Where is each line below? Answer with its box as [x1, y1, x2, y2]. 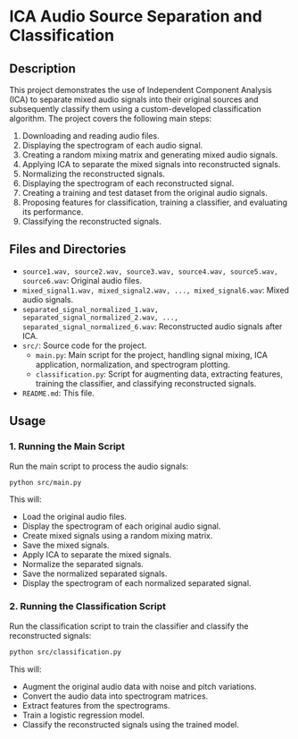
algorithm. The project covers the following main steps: [9, 114, 212, 123]
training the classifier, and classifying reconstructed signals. [35, 378, 257, 388]
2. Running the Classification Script [9, 600, 167, 613]
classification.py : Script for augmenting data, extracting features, [35, 369, 284, 379]
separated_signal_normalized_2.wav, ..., [21, 313, 178, 322]
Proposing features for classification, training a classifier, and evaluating [21, 197, 288, 208]
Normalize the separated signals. [21, 559, 145, 570]
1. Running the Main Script [9, 440, 125, 453]
